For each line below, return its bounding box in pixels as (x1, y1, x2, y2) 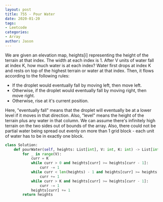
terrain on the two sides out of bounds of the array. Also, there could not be (5, 123, 156, 129)
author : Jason (5, 39, 34, 44)
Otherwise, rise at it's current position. (12, 98, 89, 104)
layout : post (5, 7, 32, 12)
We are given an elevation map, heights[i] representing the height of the (5, 52, 149, 58)
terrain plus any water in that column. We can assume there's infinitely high (5, 117, 156, 123)
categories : (5, 30, 29, 35)
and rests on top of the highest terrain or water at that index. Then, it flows (5, 68, 154, 73)
